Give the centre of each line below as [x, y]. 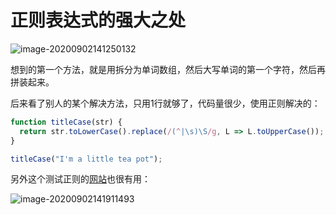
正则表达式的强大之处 [98, 20]
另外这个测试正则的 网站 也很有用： [80, 179]
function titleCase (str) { [66, 122]
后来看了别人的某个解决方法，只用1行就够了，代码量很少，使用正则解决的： [165, 103]
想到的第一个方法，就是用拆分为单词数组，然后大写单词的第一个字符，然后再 [168, 69]
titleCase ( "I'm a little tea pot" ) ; [86, 159]
